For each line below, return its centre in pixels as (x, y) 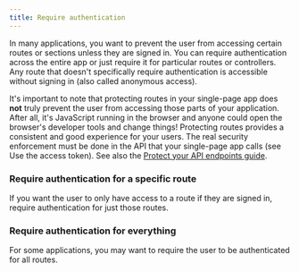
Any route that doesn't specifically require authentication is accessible (138, 72)
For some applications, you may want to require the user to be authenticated (149, 251)
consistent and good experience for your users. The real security (129, 136)
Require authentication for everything (93, 231)
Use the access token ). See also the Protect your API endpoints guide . (138, 155)
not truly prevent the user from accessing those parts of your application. (144, 107)
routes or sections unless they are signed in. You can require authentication (148, 52)
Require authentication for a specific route (103, 178)
